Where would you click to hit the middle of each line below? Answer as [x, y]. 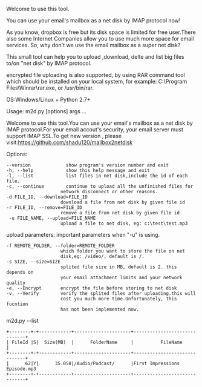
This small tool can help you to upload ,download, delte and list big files [95, 57]
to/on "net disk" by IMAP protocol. [49, 63]
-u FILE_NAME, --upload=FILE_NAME [52, 218]
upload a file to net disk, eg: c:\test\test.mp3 [124, 223]
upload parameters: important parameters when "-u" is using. [83, 235]
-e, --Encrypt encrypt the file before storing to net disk [92, 288]
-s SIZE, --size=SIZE [34, 262]
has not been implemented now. [99, 309]
